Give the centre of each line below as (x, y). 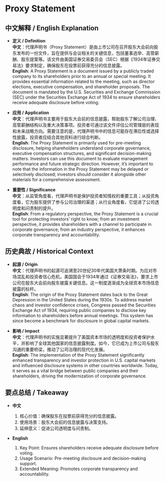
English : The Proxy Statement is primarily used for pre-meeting (77, 143)
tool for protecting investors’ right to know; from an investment (76, 219)
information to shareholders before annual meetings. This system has (83, 315)
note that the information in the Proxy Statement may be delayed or (80, 169)
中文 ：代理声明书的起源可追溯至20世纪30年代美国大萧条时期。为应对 (82, 270)
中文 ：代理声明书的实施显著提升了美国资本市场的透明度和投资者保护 (81, 337)
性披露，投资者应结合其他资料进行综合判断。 (58, 137)
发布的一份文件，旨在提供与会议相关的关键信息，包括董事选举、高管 (86, 53)
